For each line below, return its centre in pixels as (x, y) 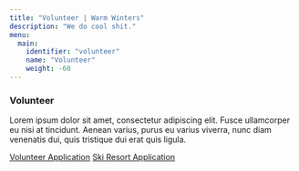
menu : (20, 35)
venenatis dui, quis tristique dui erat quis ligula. (98, 140)
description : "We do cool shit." (73, 26)
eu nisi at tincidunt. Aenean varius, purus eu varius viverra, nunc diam (140, 130)
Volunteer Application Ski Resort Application (93, 157)
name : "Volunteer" (61, 60)
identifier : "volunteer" (73, 52)
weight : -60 (48, 69)
